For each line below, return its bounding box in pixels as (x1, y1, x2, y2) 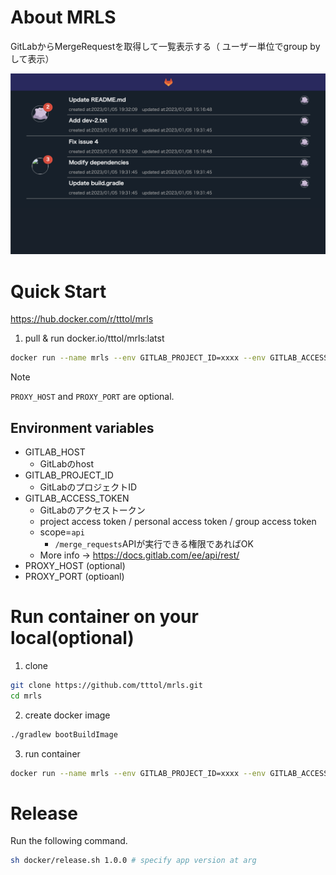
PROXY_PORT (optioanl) (24, 570, 125, 582)
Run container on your (10, 606, 199, 628)
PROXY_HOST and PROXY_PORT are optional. (10, 391, 175, 403)
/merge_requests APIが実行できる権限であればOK (54, 537, 254, 550)
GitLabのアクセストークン (39, 504, 146, 516)
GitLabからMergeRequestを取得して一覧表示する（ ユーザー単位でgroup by (10, 40, 321, 52)
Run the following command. (10, 835, 128, 847)
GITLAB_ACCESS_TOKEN (24, 492, 130, 504)
